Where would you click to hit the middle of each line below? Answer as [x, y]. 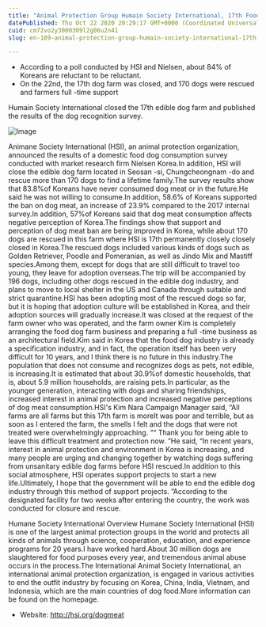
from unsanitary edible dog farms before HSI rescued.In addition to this [124, 466]
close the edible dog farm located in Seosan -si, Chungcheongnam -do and [131, 172]
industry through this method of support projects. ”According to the [118, 492]
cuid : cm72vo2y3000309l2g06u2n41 [63, 30]
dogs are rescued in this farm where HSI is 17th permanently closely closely [132, 239]
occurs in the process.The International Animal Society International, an [125, 566]
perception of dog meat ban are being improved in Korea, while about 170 [128, 231]
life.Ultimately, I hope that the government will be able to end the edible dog [132, 483]
